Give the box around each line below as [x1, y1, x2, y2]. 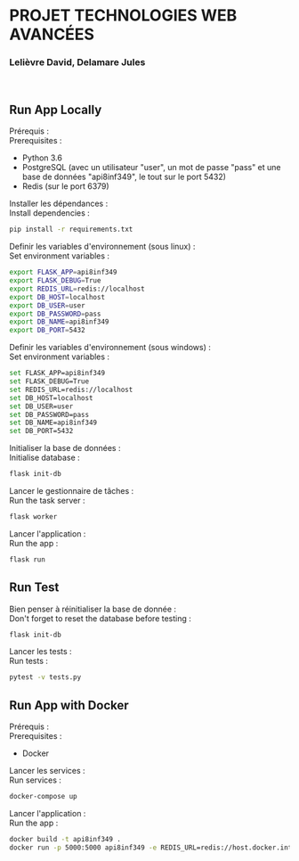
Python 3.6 [21, 152, 62, 163]
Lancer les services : [9, 766, 86, 776]
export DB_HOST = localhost [9, 292, 105, 301]
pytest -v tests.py [9, 673, 82, 682]
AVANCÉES [9, 24, 95, 45]
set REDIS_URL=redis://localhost [9, 385, 133, 394]
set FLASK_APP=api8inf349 [9, 369, 105, 378]
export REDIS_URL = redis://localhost [9, 284, 145, 293]
